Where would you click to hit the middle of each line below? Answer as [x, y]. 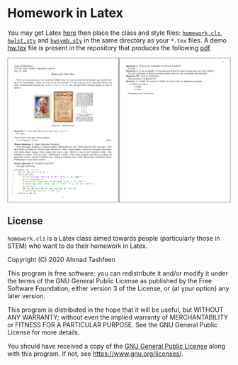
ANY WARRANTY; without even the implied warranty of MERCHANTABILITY [118, 317]
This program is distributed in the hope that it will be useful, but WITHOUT [115, 310]
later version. [27, 295]
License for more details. [44, 332]
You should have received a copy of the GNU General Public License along [116, 346]
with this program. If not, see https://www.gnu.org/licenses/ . [95, 354]
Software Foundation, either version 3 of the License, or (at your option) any [118, 288]
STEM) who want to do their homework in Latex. [78, 246]
